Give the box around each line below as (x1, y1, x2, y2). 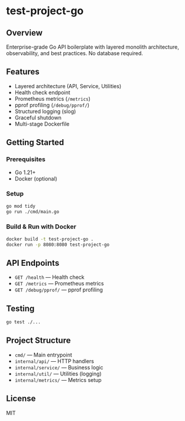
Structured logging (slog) (14, 108, 76, 115)
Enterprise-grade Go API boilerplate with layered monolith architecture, (6, 43, 179, 50)
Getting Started (6, 137, 64, 147)
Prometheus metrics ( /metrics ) (14, 95, 90, 102)
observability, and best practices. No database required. (6, 50, 144, 57)
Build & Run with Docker (6, 223, 77, 231)
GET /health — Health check (14, 274, 85, 281)
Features (6, 67, 40, 77)
